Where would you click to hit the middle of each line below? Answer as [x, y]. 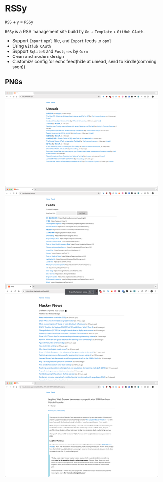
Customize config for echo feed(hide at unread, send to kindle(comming [84, 61]
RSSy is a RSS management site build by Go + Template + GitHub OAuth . [75, 31]
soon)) [19, 67]
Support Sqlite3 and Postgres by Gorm [50, 51]
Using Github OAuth [32, 46]
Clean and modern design [38, 56]
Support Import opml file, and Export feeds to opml [62, 41]
